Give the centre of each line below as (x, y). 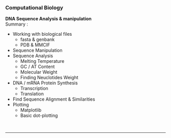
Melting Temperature (42, 61)
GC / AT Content (37, 67)
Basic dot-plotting (39, 116)
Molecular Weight (39, 72)
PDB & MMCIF (35, 45)
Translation (32, 94)
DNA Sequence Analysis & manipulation (48, 19)
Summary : (17, 24)
